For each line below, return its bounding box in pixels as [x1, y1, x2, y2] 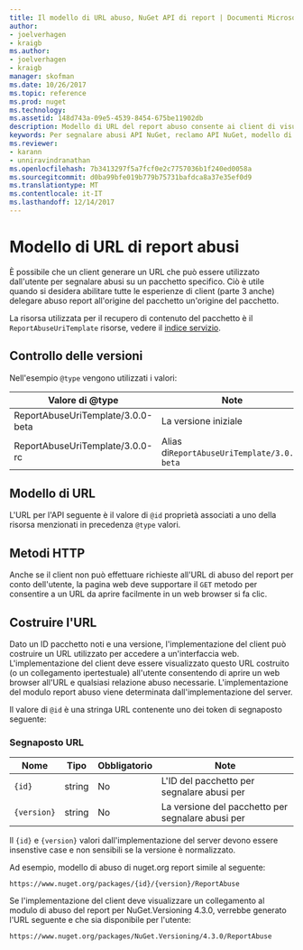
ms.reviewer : [9, 139, 59, 148]
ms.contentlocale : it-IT [9, 189, 103, 198]
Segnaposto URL [9, 736, 84, 749]
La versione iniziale [161, 414, 243, 427]
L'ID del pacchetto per [161, 775, 255, 788]
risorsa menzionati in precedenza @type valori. [9, 520, 181, 530]
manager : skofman [9, 72, 75, 81]
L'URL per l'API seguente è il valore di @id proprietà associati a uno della [9, 510, 277, 521]
